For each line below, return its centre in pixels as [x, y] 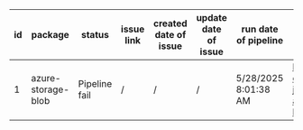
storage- [50, 89]
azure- [46, 78]
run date [260, 29]
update [212, 18]
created [170, 23]
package [50, 35]
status [95, 35]
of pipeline [260, 40]
